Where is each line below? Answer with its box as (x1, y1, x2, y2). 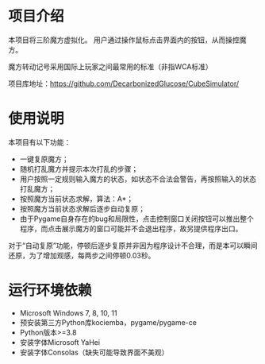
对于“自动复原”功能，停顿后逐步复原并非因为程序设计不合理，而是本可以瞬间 (8, 240, 258, 250)
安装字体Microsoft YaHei (19, 337, 101, 347)
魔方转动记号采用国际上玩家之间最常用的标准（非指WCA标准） (8, 61, 213, 72)
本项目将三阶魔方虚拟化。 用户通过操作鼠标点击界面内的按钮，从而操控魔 (8, 35, 247, 45)
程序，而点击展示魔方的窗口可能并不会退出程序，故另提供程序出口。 (19, 223, 243, 233)
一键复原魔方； (19, 154, 69, 164)
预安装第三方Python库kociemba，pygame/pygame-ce (19, 317, 197, 327)
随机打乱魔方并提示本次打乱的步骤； (19, 164, 139, 173)
